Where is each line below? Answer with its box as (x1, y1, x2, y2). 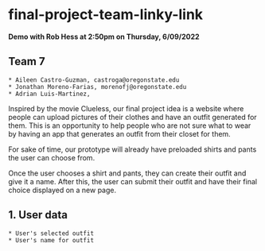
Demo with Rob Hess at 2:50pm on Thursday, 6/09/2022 (8, 32, 201, 41)
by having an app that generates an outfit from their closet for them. (8, 129, 231, 138)
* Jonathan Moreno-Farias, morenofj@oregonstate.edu (8, 83, 187, 91)
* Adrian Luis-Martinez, (8, 90, 91, 98)
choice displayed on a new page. (8, 185, 117, 195)
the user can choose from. (8, 153, 95, 162)
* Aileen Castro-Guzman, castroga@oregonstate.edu (8, 75, 180, 84)
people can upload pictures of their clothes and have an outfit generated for (8, 112, 257, 122)
